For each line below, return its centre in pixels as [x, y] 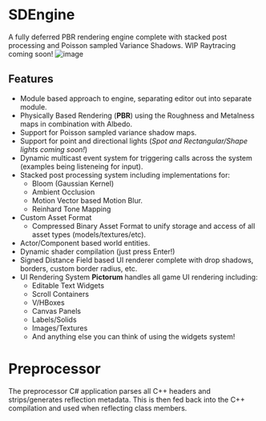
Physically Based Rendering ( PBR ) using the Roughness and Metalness [137, 115]
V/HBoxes [48, 303]
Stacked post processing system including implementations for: [125, 174]
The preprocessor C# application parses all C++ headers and [109, 391]
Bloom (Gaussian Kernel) [73, 183]
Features [31, 79]
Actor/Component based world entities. [85, 243]
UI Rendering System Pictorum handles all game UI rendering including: [139, 277]
